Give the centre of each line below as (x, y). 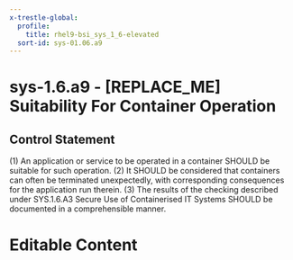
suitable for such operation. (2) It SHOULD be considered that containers (145, 171)
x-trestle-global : (44, 18)
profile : (34, 26)
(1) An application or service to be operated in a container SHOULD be (140, 161)
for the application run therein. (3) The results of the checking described (144, 190)
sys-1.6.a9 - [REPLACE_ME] (115, 87)
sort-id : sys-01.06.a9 (60, 43)
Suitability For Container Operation (143, 107)
